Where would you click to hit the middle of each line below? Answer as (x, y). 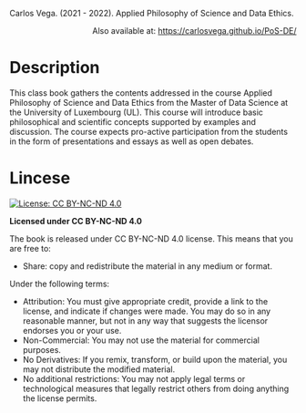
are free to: (31, 248)
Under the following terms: (60, 284)
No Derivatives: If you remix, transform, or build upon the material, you (155, 359)
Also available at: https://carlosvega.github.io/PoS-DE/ (194, 31)
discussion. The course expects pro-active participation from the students (149, 131)
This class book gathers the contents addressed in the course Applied (141, 93)
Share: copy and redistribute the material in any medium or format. (148, 266)
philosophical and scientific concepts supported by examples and (133, 121)
